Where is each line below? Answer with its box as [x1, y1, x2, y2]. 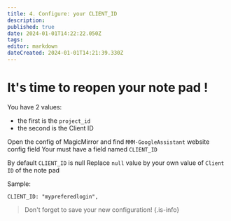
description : [7, 17, 45, 24]
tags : [7, 36, 23, 43]
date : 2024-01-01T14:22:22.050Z [7, 29, 101, 37]
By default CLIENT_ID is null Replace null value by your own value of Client [7, 159, 225, 167]
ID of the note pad [7, 166, 60, 174]
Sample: [7, 180, 31, 188]
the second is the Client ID [17, 123, 94, 132]
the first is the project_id [17, 116, 91, 125]
